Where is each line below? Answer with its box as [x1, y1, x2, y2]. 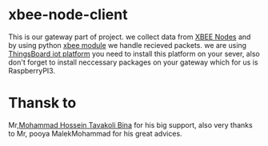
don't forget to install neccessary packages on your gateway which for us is [8, 57, 258, 67]
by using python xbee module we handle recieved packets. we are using [8, 40, 246, 49]
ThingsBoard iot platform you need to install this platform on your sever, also [8, 49, 260, 58]
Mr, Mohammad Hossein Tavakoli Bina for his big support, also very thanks [8, 120, 254, 129]
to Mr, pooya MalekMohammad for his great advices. [8, 128, 182, 138]
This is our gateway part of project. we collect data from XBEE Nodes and [8, 32, 251, 41]
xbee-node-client [8, 6, 128, 24]
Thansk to [8, 94, 77, 112]
